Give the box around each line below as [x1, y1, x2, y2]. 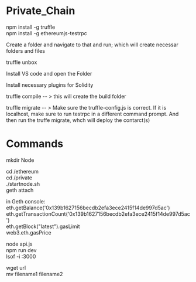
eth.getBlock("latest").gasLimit [6, 223, 80, 230]
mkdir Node [6, 157, 35, 164]
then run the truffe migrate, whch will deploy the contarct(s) [6, 116, 150, 124]
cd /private [6, 174, 33, 181]
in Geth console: [6, 198, 46, 205]
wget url [6, 264, 26, 271]
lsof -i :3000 [6, 253, 36, 260]
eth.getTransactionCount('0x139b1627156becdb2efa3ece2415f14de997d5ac [6, 210, 190, 218]
